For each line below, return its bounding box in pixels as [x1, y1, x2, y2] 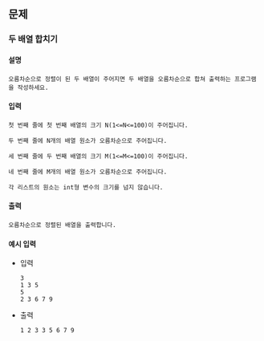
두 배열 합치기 [8, 34, 59, 45]
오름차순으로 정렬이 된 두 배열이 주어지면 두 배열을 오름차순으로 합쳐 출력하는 [8, 75, 231, 83]
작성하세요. [17, 83, 49, 91]
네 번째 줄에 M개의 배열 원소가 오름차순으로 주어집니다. [8, 168, 168, 176]
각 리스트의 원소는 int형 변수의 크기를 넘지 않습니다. [8, 183, 164, 191]
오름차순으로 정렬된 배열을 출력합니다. [8, 221, 116, 229]
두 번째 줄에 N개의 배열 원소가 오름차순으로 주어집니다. [8, 136, 168, 144]
